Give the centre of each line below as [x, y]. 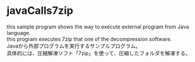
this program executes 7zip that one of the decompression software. [89, 39]
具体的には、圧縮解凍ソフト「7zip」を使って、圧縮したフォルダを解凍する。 [99, 53]
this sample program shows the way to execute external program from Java [98, 27]
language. [19, 32]
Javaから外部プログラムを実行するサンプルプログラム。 [74, 46]
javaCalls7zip [40, 11]
